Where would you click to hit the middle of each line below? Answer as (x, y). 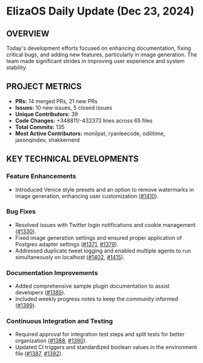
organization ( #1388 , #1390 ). (51, 341)
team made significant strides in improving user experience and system (95, 61)
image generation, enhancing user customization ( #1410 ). (87, 196)
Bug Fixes (21, 212)
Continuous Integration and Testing (60, 321)
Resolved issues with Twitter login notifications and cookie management (105, 225)
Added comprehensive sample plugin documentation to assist (92, 286)
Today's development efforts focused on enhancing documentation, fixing (99, 48)
